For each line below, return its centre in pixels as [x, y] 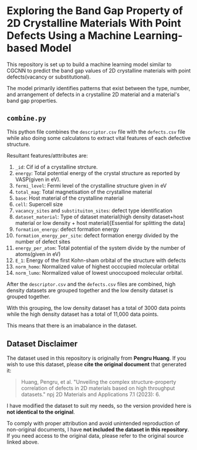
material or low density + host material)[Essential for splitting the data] [100, 223]
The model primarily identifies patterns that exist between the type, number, [98, 88]
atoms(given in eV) [38, 254]
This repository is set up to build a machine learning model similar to [89, 64]
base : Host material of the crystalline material [69, 198]
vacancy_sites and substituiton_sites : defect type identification [94, 210]
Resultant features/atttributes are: [47, 155]
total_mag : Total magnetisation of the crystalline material [84, 192]
